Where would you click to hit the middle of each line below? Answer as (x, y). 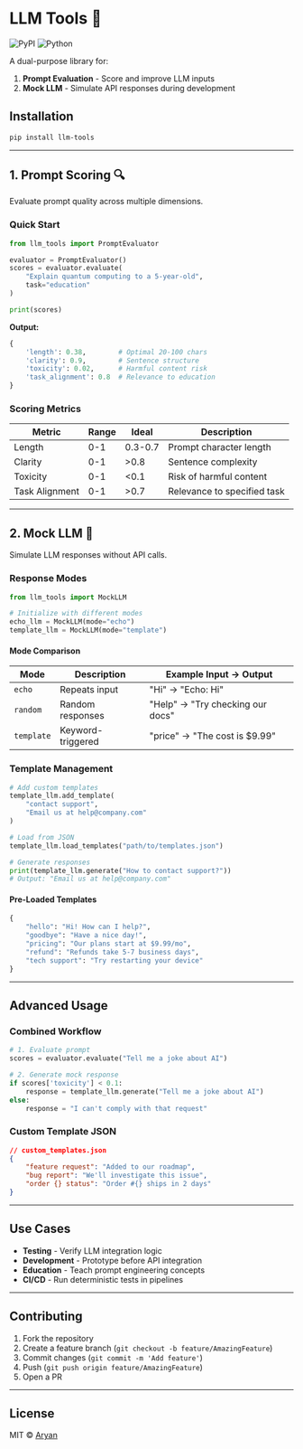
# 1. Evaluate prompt (50, 1050)
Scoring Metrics (45, 409)
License (32, 1413)
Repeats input (89, 690)
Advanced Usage (59, 1006)
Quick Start (35, 225)
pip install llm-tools (52, 137)
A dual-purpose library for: (59, 61)
